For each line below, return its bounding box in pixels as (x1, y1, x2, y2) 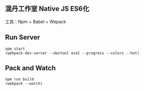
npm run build (5, 77, 34, 82)
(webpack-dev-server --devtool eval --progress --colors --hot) (5, 51, 140, 56)
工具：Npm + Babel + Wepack (5, 19, 66, 25)
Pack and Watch (5, 64, 56, 72)
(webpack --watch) (5, 81, 43, 86)
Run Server (5, 33, 40, 42)
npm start (5, 46, 26, 51)
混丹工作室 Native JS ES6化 (5, 4, 89, 13)
